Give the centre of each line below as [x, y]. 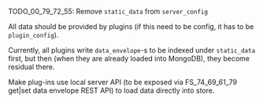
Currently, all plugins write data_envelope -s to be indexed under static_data [132, 50]
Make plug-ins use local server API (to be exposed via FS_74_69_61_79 [123, 82]
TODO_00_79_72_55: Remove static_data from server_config [108, 11]
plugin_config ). [33, 35]
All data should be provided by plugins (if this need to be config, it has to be [131, 26]
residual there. [31, 67]
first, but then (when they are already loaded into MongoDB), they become [129, 59]
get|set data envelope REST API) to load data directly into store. [111, 90]
